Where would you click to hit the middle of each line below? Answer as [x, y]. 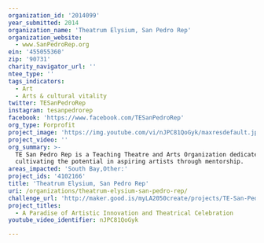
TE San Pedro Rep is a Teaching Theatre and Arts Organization [121, 154]
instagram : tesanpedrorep [50, 111]
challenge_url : [33, 198]
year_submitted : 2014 [44, 23]
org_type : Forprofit [42, 125]
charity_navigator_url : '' [52, 67]
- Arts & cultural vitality [61, 96]
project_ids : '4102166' [47, 177]
